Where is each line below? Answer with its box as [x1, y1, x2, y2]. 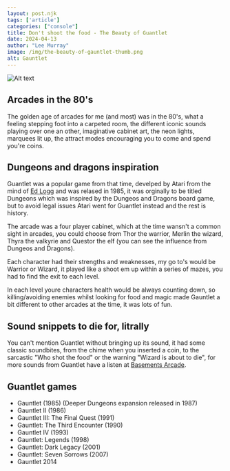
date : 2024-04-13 [7, 36, 57, 43]
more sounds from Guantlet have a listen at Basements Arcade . [7, 361, 187, 369]
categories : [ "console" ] [7, 23, 79, 30]
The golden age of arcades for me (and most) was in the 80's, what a [7, 112, 205, 121]
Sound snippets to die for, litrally [7, 320, 149, 332]
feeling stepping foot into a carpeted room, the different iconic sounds [7, 119, 207, 128]
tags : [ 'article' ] [7, 17, 60, 23]
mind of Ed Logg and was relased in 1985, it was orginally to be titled [7, 187, 202, 195]
